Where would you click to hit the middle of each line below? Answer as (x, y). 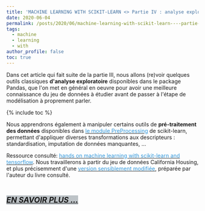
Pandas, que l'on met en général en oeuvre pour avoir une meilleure (92, 88)
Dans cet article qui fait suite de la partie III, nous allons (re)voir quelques (98, 74)
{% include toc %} (30, 112)
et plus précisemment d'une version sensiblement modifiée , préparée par (99, 168)
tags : (13, 29)
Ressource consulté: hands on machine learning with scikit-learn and (93, 156)
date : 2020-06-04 (28, 18)
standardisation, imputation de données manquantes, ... (76, 143)
